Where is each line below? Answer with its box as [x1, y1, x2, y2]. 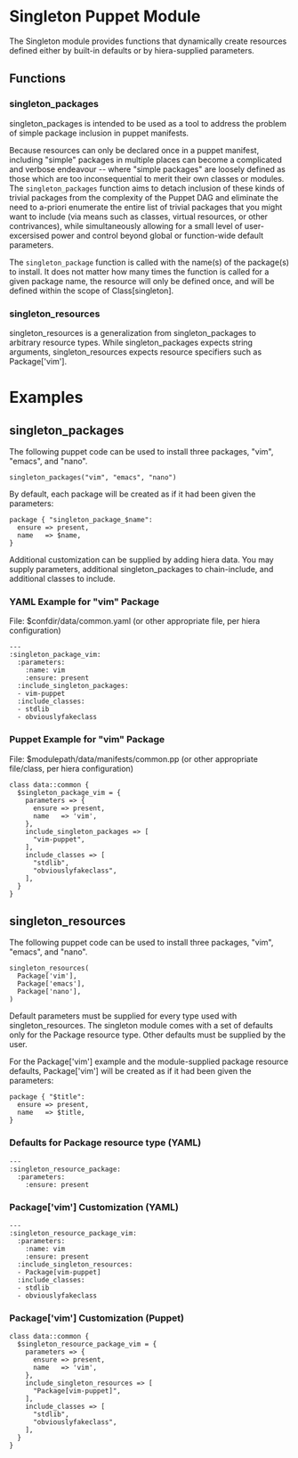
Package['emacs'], [17, 979, 86, 988]
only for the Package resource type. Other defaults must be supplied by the [9, 1029, 286, 1040]
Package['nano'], [17, 987, 82, 996]
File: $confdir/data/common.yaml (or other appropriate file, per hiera [9, 616, 261, 627]
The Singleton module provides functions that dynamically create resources [9, 36, 287, 46]
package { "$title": [9, 1093, 86, 1102]
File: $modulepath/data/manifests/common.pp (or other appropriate [9, 753, 258, 764]
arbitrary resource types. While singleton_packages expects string [9, 337, 254, 348]
